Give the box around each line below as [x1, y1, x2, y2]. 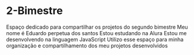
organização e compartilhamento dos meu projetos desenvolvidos [6, 42, 168, 49]
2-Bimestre [6, 4, 63, 18]
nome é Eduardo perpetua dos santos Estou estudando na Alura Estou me [6, 29, 187, 36]
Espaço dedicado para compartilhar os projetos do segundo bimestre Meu [6, 23, 188, 30]
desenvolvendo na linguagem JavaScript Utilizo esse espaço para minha [6, 36, 184, 43]
